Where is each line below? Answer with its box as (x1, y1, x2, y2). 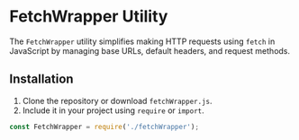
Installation (9, 72, 74, 87)
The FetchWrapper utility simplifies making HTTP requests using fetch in (9, 36, 276, 47)
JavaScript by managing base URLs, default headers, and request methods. (9, 45, 291, 56)
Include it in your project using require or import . (22, 105, 204, 116)
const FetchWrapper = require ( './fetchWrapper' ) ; (9, 122, 200, 131)
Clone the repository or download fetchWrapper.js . (22, 95, 213, 106)
